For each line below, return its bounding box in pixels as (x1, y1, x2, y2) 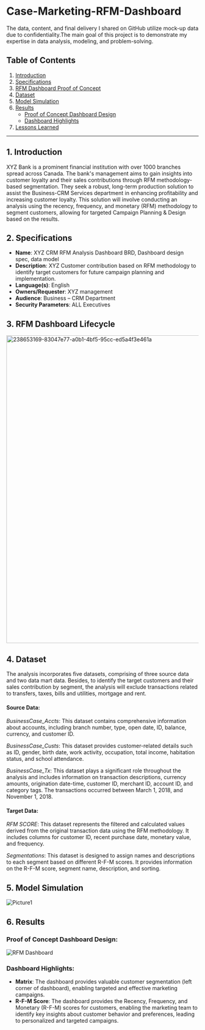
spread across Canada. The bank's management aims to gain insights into (6, 169, 193, 177)
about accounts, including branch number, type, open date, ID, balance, (6, 724, 187, 732)
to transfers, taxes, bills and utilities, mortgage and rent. (6, 690, 146, 697)
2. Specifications (6, 232, 73, 243)
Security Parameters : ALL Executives (15, 301, 111, 308)
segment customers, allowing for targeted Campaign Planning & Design (6, 209, 186, 216)
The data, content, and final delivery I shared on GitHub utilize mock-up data (6, 24, 199, 32)
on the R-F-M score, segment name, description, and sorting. (6, 865, 161, 872)
